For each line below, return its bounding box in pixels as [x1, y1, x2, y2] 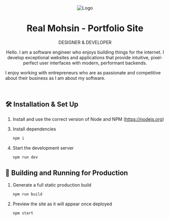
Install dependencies [12, 126, 57, 132]
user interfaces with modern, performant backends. [39, 60, 147, 66]
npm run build [12, 192, 43, 197]
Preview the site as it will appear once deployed [12, 201, 112, 207]
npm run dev [12, 154, 38, 160]
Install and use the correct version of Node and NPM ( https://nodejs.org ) [12, 116, 164, 122]
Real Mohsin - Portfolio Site [26, 23, 144, 34]
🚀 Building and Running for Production [5, 168, 128, 177]
